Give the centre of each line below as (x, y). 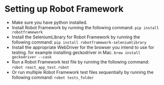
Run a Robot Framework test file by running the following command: (80, 62)
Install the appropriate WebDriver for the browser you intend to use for (83, 47)
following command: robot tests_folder (53, 77)
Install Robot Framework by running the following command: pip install (85, 27)
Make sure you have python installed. (50, 22)
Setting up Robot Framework (64, 9)
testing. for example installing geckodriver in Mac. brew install (76, 52)
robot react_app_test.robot (40, 67)
